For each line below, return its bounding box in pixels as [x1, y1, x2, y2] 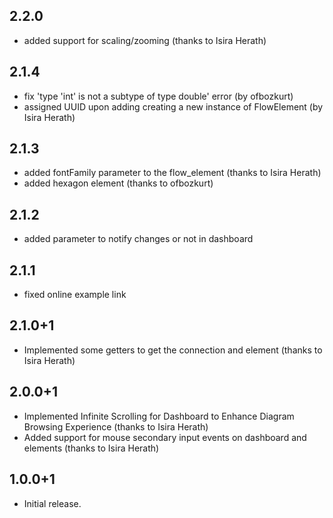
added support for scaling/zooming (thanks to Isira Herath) [23, 34, 267, 46]
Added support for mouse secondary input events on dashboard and [23, 431, 307, 443]
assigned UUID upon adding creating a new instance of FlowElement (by [23, 100, 324, 113]
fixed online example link [23, 289, 127, 301]
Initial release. [23, 497, 82, 509]
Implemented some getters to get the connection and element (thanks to [23, 344, 323, 356]
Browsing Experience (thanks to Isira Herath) [23, 420, 209, 433]
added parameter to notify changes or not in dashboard [23, 233, 254, 245]
